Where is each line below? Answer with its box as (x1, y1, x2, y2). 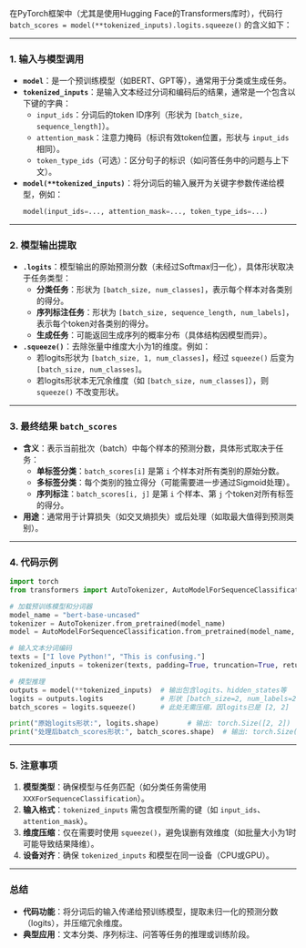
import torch (9, 577, 59, 586)
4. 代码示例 (9, 556, 58, 568)
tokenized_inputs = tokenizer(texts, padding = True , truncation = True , (9, 661, 280, 670)
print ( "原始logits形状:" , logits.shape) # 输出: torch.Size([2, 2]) (9, 719, 291, 729)
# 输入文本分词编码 (9, 644, 73, 653)
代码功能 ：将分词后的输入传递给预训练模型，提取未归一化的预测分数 (22, 905, 279, 917)
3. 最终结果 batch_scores (9, 420, 117, 433)
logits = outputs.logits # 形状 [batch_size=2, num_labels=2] (9, 694, 301, 703)
